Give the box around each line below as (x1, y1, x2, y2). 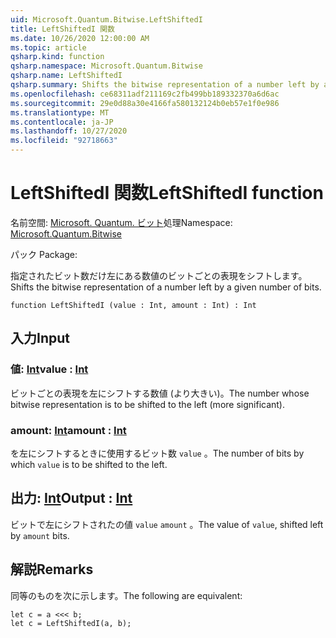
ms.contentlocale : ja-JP (10, 117, 114, 127)
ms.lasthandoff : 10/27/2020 (10, 126, 128, 136)
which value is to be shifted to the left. (10, 458, 168, 470)
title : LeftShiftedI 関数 (10, 24, 115, 34)
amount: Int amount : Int (10, 423, 127, 437)
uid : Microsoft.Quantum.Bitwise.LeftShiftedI (10, 14, 203, 25)
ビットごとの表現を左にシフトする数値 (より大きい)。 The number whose (10, 387, 310, 399)
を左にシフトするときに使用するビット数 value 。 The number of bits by (10, 447, 305, 459)
